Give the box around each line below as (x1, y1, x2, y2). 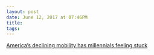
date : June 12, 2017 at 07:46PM (6, 14, 88, 20)
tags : (6, 25, 20, 32)
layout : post (6, 8, 39, 15)
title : (6, 20, 23, 26)
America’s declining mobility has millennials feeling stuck (6, 42, 148, 49)
